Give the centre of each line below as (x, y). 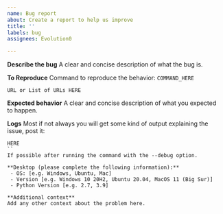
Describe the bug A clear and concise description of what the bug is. (105, 64)
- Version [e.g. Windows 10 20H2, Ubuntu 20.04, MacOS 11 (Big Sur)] (111, 180)
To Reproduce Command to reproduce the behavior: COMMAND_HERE (101, 78)
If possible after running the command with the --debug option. (102, 156)
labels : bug (24, 33)
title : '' (21, 26)
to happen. (22, 110)
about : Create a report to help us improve (70, 20)
